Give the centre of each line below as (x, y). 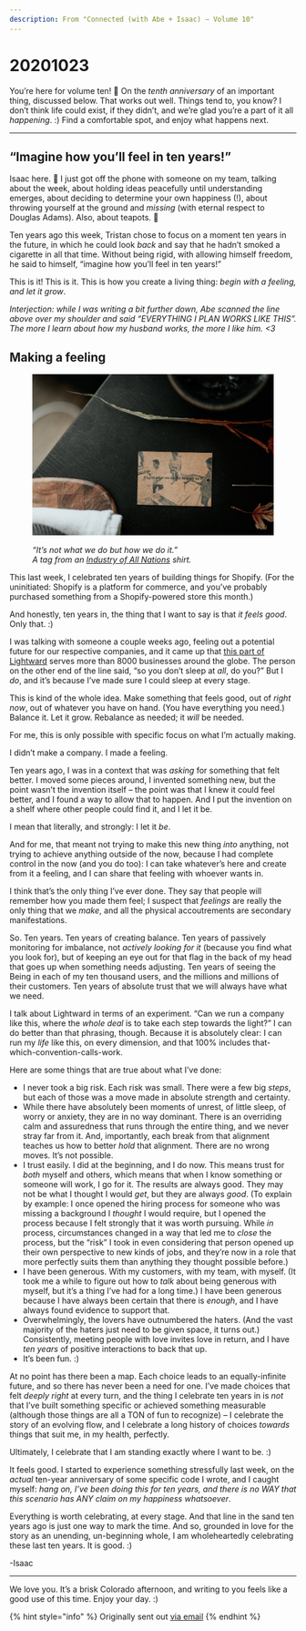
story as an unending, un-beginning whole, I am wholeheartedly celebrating (152, 1535)
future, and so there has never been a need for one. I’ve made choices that (150, 1386)
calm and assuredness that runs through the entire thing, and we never (156, 1126)
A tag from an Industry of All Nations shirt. (112, 559)
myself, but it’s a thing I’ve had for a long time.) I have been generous (152, 1290)
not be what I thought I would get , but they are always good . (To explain (157, 1194)
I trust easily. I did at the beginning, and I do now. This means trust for (153, 1164)
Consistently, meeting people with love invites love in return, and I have (156, 1339)
